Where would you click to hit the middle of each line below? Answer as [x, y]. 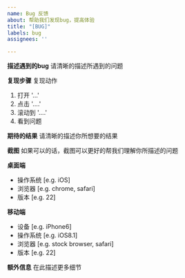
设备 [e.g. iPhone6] [44, 227]
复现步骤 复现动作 [32, 81]
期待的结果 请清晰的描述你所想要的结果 [62, 136]
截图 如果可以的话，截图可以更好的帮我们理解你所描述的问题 [92, 151]
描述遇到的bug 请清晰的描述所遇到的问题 [65, 66]
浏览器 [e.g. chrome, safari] [56, 189]
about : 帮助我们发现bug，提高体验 [51, 20]
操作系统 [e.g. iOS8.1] [47, 235]
